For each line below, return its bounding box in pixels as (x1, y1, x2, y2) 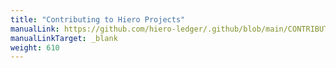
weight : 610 (10, 42, 60, 53)
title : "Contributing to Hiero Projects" (10, 14, 186, 25)
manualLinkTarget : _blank (10, 33, 118, 43)
